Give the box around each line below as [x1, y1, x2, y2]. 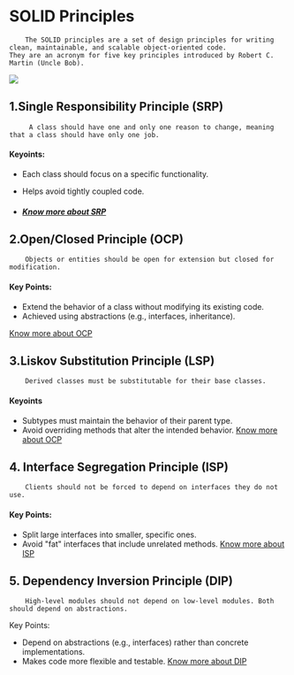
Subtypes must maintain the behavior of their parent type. [21, 415, 233, 426]
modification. [9, 263, 62, 272]
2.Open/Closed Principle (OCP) [9, 232, 184, 247]
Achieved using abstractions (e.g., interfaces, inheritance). [21, 311, 236, 321]
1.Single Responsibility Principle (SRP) [9, 99, 224, 114]
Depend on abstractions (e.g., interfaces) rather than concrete [21, 637, 249, 648]
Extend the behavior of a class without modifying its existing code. [21, 301, 265, 311]
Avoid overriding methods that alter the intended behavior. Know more [21, 425, 278, 435]
